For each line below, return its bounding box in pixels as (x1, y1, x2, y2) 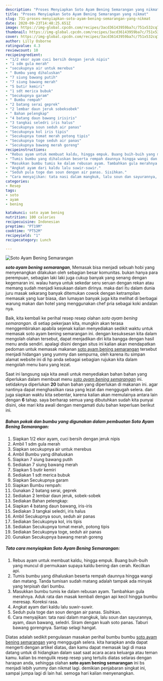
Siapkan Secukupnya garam (12, 477, 69, 483)
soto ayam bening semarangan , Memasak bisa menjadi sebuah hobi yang (5, 265, 155, 270)
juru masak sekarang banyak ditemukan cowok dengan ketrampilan (5, 290, 140, 296)
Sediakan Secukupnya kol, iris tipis (12, 519, 82, 524)
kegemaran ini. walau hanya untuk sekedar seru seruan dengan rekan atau (5, 280, 154, 286)
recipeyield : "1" (5, 233, 41, 238)
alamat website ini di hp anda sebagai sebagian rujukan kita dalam (5, 357, 137, 362)
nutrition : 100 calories (5, 215, 56, 220)
